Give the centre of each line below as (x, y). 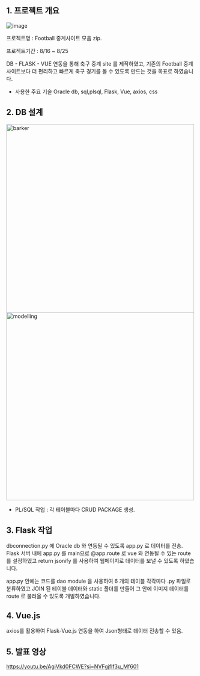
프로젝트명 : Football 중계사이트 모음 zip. (54, 38)
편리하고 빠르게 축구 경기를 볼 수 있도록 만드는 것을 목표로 (105, 71)
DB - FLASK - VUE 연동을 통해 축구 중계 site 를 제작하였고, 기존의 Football (94, 64)
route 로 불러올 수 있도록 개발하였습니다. (53, 596)
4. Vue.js (23, 616)
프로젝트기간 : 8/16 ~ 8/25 (37, 51)
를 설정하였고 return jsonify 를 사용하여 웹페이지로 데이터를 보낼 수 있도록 (92, 561)
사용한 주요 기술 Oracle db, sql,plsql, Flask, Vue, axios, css (86, 91)
